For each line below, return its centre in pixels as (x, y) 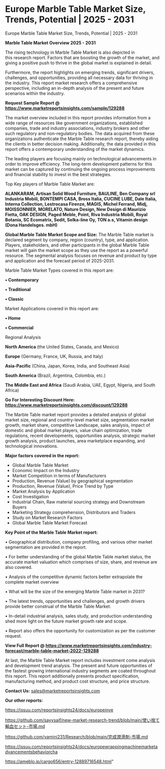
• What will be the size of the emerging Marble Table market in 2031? (75, 591)
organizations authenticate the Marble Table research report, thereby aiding (82, 139)
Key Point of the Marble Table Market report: (52, 532)
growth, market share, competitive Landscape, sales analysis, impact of (78, 425)
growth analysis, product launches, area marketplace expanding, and (75, 440)
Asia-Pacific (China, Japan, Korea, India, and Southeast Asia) (68, 366)
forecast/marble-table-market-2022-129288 (52, 651)
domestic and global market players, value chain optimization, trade (74, 430)
